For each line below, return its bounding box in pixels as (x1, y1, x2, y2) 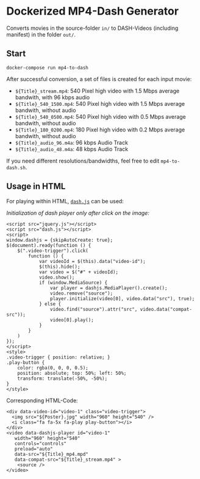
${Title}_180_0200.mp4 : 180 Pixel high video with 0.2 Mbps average (15, 126, 185, 133)
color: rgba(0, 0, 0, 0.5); (17, 365, 88, 371)
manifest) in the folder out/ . (6, 30, 76, 38)
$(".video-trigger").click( (17, 248, 88, 254)
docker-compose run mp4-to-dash (6, 65, 88, 71)
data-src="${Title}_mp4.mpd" (14, 451, 88, 457)
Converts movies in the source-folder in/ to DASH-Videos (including (6, 24, 179, 32)
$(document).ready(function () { (6, 242, 91, 248)
